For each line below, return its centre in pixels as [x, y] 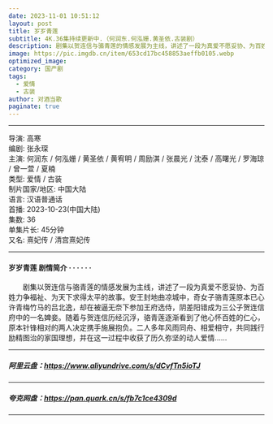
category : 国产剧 [36, 69]
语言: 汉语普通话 [35, 199]
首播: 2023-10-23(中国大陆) [54, 210]
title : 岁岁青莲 [33, 31]
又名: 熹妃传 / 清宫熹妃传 [50, 240]
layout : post [30, 24]
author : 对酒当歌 [35, 99]
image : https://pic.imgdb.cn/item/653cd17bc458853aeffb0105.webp [121, 54]
